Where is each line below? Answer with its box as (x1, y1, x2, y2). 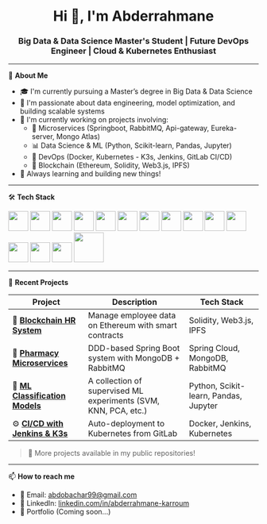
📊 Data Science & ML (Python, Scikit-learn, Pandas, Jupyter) (31, 141, 232, 150)
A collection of (87, 376, 142, 387)
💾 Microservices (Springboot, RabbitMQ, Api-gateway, (31, 123, 210, 133)
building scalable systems (19, 106, 105, 116)
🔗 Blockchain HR (12, 315, 76, 326)
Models (12, 400, 41, 411)
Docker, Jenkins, (188, 418, 252, 430)
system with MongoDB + (87, 353, 180, 364)
